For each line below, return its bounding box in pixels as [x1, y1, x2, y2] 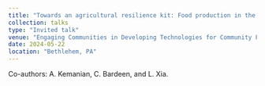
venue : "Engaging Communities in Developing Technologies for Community [8, 33, 252, 41]
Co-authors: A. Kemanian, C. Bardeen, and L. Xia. [8, 70, 169, 78]
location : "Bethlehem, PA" [8, 48, 97, 56]
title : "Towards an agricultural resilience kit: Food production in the [8, 11, 256, 20]
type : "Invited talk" [8, 26, 80, 34]
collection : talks [8, 19, 69, 27]
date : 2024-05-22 [8, 41, 65, 48]
